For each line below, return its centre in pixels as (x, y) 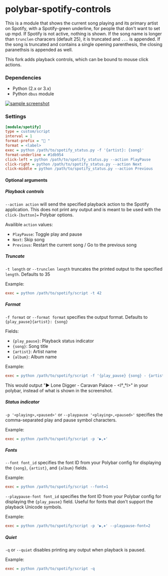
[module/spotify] (23, 127)
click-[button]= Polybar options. (39, 215)
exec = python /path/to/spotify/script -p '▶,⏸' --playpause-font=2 (78, 526)
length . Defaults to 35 (28, 274)
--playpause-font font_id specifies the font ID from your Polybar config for (83, 496)
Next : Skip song (28, 239)
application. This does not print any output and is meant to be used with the (83, 209)
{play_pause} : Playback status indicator (53, 341)
